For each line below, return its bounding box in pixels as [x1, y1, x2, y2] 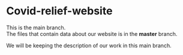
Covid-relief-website [6, 4, 113, 18]
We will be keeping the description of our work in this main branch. [6, 42, 172, 49]
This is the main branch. [6, 24, 66, 31]
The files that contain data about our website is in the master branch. [6, 30, 178, 37]
